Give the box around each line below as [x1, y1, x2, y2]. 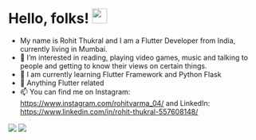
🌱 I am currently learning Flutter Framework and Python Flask [19, 69, 222, 79]
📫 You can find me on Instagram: [19, 87, 131, 96]
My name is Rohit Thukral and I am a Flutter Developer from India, [19, 36, 236, 45]
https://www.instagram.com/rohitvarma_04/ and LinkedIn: [19, 98, 211, 107]
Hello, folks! [8, 10, 89, 28]
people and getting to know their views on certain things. [19, 60, 207, 71]
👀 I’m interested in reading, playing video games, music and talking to [19, 52, 249, 62]
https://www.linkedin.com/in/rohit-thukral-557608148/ [19, 107, 199, 116]
